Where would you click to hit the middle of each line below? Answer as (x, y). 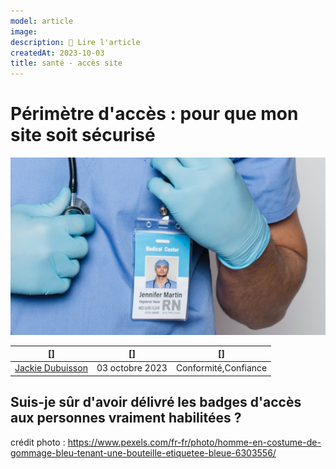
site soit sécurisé (83, 135)
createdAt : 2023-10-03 (57, 53)
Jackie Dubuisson (51, 368)
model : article (42, 21)
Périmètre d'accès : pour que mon (154, 114)
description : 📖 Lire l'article (75, 42)
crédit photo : (38, 442)
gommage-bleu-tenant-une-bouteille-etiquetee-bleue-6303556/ (143, 452)
